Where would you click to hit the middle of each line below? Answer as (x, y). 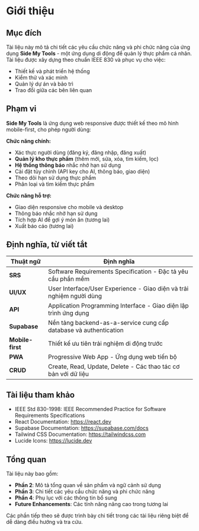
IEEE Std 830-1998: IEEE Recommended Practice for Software (90, 409)
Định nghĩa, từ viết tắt (47, 245)
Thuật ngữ (26, 261)
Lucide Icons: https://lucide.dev (53, 441)
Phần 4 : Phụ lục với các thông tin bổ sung (66, 498)
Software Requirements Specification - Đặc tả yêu (118, 271)
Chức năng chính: (29, 141)
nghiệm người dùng (75, 296)
